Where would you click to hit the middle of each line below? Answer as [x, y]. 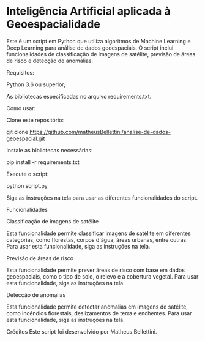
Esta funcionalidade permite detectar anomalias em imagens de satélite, [97, 307]
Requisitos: [20, 72]
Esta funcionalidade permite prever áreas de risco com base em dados [96, 270]
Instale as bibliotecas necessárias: [50, 150]
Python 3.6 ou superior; [36, 84]
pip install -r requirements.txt [43, 162]
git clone [17, 132]
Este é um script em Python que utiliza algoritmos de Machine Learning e [99, 41]
